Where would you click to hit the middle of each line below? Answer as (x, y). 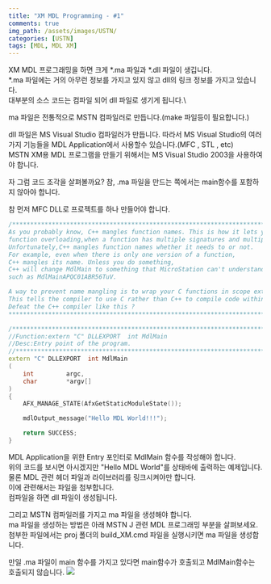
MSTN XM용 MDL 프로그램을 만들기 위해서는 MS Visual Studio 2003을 (122, 155)
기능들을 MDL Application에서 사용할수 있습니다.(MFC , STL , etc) (128, 145)
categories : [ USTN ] (41, 38)
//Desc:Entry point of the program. (70, 344)
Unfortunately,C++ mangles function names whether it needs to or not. (131, 247)
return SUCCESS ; (50, 433)
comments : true (34, 23)
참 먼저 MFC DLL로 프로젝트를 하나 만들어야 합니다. (90, 209)
